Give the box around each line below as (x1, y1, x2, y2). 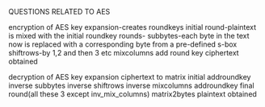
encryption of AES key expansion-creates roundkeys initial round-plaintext (8, 23, 257, 31)
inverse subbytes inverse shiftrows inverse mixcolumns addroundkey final (8, 80, 254, 90)
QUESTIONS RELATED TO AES (8, 7, 111, 16)
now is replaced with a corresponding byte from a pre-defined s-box (8, 39, 238, 49)
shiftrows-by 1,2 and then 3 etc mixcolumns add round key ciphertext (8, 48, 240, 57)
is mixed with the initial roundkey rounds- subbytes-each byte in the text (8, 31, 250, 40)
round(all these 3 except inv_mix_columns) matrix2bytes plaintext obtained (8, 89, 257, 99)
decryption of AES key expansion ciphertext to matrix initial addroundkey (8, 72, 251, 81)
